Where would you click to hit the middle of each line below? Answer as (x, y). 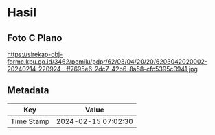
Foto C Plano (35, 38)
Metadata (28, 90)
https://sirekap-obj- (35, 54)
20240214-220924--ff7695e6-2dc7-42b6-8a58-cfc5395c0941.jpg (102, 69)
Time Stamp (30, 121)
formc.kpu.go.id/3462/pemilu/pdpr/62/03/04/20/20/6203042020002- (107, 62)
